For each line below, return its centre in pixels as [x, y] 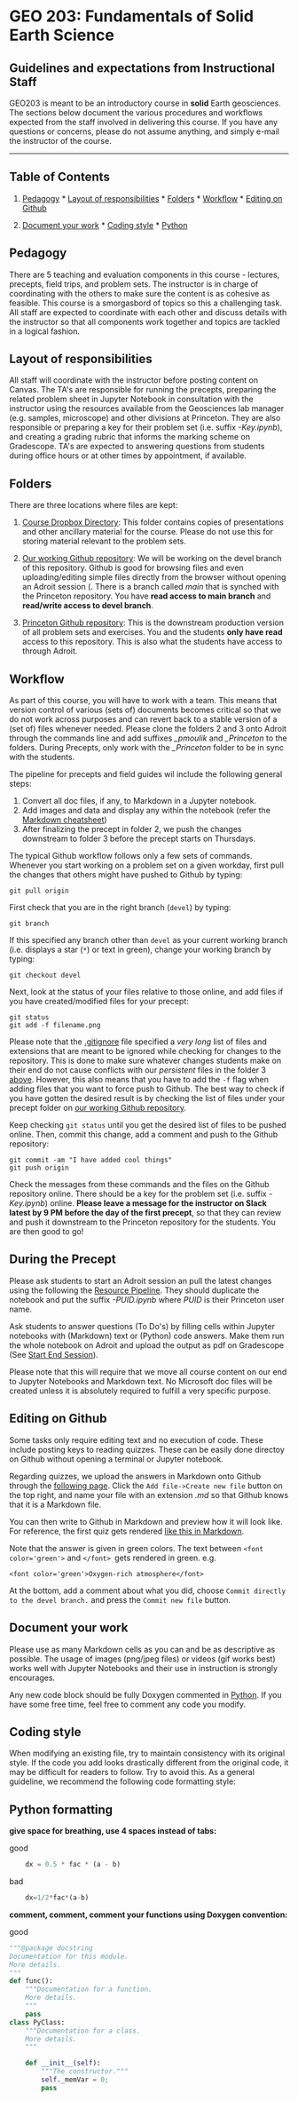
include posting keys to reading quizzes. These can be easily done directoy [147, 1449]
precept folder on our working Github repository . [98, 1108]
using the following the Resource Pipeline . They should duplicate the [134, 1290]
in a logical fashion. [45, 331]
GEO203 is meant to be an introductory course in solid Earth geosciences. [145, 103]
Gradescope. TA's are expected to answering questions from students [137, 447]
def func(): [31, 1981]
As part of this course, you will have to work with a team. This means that [143, 701]
